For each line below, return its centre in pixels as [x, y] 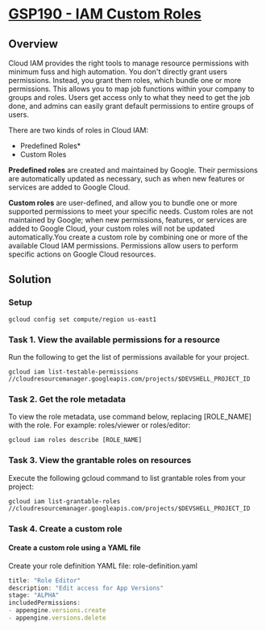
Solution [30, 280]
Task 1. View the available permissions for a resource [114, 340]
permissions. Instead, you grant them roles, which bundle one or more [125, 80]
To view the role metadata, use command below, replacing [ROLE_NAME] [130, 417]
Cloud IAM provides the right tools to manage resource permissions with [129, 63]
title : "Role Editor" [45, 580]
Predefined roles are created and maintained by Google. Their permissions [133, 170]
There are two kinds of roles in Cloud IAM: [79, 130]
